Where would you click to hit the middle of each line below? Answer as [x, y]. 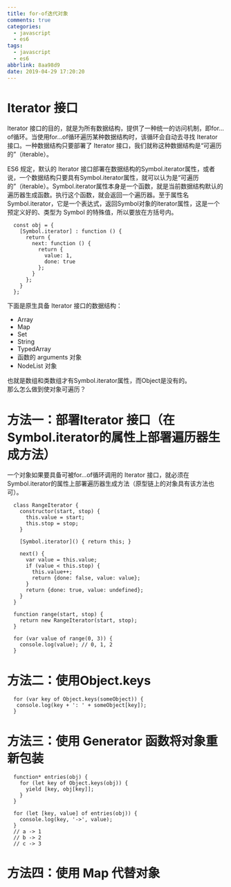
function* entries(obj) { [51, 777]
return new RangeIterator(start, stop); [78, 620]
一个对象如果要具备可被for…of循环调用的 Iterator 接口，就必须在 [98, 475]
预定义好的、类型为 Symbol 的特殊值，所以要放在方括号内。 [92, 213]
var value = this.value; [61, 560]
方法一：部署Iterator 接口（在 [91, 420]
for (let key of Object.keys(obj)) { [74, 783]
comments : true [29, 20]
